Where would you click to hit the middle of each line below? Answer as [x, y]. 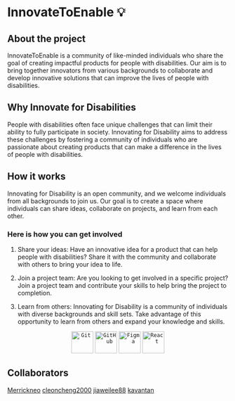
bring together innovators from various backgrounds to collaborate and [110, 70]
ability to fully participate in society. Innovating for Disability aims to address [117, 132]
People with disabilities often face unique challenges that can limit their [110, 125]
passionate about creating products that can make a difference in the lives [115, 147]
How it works [36, 177]
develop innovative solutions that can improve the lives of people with [108, 78]
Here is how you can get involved [65, 234]
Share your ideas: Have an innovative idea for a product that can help [117, 249]
